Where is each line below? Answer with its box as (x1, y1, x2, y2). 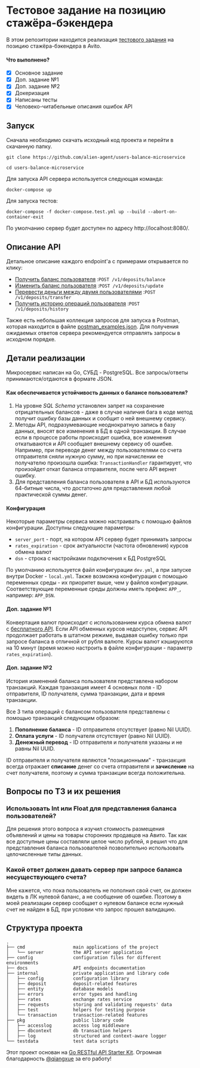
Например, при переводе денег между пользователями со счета (14, 447, 182, 454)
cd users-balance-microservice (6, 165, 84, 171)
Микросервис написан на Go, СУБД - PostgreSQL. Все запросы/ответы (6, 368, 189, 376)
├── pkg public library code (6, 1017, 124, 1023)
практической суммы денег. (14, 491, 88, 498)
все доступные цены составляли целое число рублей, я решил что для (6, 838, 188, 845)
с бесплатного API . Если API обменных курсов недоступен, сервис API (6, 625, 188, 632)
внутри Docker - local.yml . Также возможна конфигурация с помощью (6, 573, 188, 580)
